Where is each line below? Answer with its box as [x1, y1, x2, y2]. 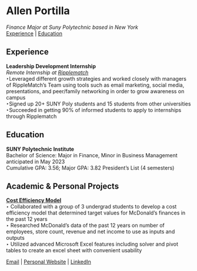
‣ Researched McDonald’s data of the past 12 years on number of [6, 222, 165, 229]
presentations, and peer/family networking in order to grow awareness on [6, 87, 185, 95]
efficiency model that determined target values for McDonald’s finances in [6, 209, 186, 216]
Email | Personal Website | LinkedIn [6, 258, 91, 266]
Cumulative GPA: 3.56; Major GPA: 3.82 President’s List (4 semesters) [6, 164, 175, 171]
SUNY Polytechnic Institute [6, 146, 75, 153]
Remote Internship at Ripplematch [6, 69, 89, 76]
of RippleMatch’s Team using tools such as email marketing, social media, [6, 81, 185, 88]
